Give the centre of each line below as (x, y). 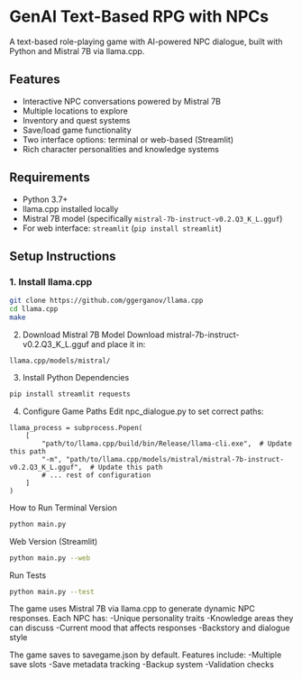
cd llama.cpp (34, 309)
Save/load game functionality (77, 130)
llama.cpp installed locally (70, 208)
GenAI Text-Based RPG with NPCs (139, 17)
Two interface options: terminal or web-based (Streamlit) (128, 139)
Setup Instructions (63, 256)
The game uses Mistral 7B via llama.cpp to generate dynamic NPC (132, 609)
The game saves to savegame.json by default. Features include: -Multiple (146, 655)
